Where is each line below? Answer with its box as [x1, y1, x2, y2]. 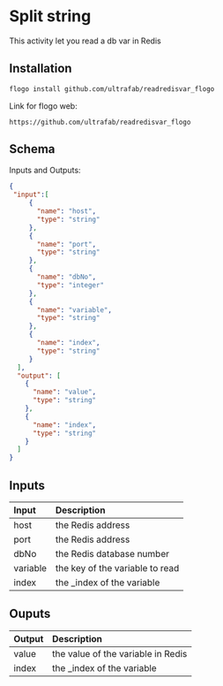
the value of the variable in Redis [52, 647, 188, 659]
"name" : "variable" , [36, 305, 113, 315]
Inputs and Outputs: [9, 165, 81, 176]
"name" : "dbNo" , [36, 272, 97, 282]
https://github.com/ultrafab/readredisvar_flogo [9, 118, 191, 126]
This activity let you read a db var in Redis [9, 35, 161, 46]
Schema [9, 141, 56, 156]
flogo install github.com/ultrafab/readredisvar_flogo [9, 84, 215, 94]
